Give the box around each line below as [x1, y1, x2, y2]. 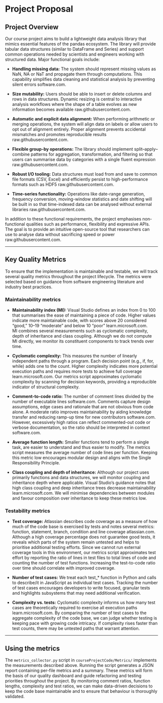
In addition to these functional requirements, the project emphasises [5, 216, 142, 221]
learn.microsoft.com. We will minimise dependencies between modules [12, 490, 155, 496]
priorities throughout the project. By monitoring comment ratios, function [5, 678, 150, 684]
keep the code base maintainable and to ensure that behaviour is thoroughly [5, 688, 158, 694]
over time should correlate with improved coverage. [12, 565, 115, 571]
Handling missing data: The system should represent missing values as [12, 66, 156, 72]
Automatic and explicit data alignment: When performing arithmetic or [12, 116, 155, 121]
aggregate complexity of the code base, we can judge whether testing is [12, 615, 157, 621]
